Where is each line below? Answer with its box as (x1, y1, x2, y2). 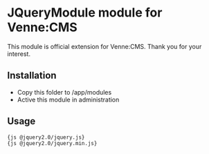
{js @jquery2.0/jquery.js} (7, 133, 85, 141)
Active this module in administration (17, 95, 120, 104)
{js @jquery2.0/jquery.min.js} (7, 139, 98, 146)
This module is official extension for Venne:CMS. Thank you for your (7, 42, 202, 50)
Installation (7, 70, 57, 81)
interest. (7, 50, 31, 58)
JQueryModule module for (7, 5, 163, 21)
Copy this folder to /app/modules (17, 88, 112, 96)
